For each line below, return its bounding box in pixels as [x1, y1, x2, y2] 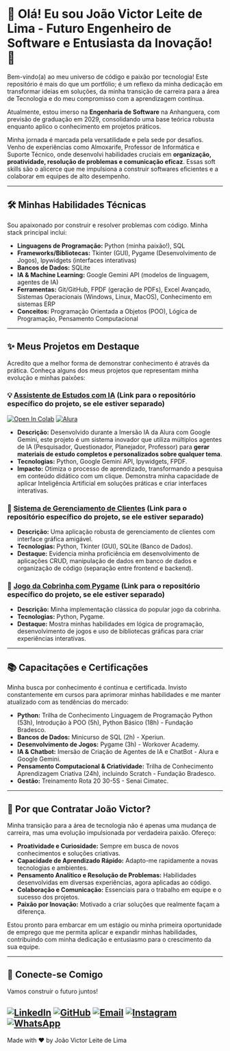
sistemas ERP [16, 300, 56, 308]
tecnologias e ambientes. [16, 864, 88, 872]
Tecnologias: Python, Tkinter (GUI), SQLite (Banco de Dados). [16, 542, 193, 551]
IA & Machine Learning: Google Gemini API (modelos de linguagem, [16, 270, 210, 279]
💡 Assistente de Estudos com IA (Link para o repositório [7, 390, 196, 400]
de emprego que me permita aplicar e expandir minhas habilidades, [7, 928, 198, 936]
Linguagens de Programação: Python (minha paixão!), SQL [16, 241, 186, 250]
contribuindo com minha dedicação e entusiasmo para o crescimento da [7, 936, 212, 944]
